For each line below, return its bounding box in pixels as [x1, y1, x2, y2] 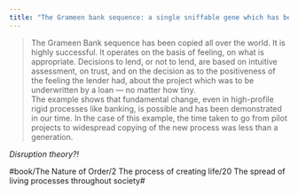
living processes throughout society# [9, 175, 145, 186]
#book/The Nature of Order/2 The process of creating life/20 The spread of [9, 166, 286, 176]
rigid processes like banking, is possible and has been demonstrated [30, 103, 282, 113]
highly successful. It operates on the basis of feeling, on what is [30, 46, 264, 58]
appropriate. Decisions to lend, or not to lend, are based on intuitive [30, 56, 278, 66]
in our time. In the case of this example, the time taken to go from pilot [30, 113, 288, 123]
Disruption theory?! [9, 148, 80, 160]
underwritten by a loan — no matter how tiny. [30, 84, 197, 95]
